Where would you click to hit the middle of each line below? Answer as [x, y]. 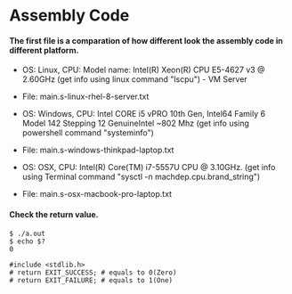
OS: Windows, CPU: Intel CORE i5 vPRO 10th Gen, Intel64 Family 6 [143, 114]
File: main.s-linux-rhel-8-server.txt [85, 97]
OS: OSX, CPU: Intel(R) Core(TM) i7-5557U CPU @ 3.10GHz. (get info [149, 167]
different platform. [44, 50]
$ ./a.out [28, 233]
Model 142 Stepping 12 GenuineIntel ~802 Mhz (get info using [135, 123]
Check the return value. [54, 214]
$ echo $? [28, 241]
